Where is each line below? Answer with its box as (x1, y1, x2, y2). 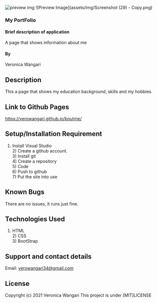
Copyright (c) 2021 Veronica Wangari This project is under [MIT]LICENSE (5, 292, 152, 298)
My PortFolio (5, 17, 36, 23)
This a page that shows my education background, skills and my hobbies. (5, 89, 153, 95)
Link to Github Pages (5, 103, 69, 111)
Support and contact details (5, 252, 92, 261)
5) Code (12, 163, 29, 169)
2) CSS (12, 233, 27, 239)
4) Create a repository (12, 158, 57, 164)
